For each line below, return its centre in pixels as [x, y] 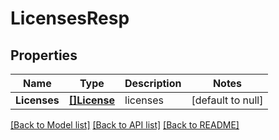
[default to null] [227, 100]
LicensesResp [70, 18]
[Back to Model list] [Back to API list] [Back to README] [125, 125]
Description [153, 83]
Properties [44, 55]
